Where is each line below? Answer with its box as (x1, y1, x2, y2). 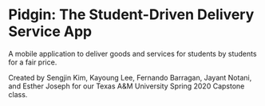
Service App (8, 22, 93, 41)
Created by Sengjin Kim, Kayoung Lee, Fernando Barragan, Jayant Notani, (8, 73, 252, 82)
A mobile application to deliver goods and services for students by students (8, 49, 257, 58)
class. (8, 89, 28, 99)
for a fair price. (8, 57, 57, 67)
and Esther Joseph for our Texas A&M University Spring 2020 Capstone (8, 81, 245, 91)
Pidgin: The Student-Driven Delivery (8, 6, 255, 24)
